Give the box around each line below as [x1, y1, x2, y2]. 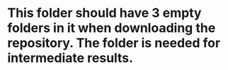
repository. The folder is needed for [7, 35, 221, 51]
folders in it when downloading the [7, 20, 216, 36]
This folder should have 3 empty [7, 5, 202, 21]
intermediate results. [7, 50, 133, 66]
